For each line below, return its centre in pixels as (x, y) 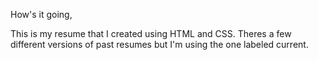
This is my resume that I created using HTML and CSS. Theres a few (151, 33)
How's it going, (41, 14)
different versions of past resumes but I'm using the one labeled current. (159, 44)
